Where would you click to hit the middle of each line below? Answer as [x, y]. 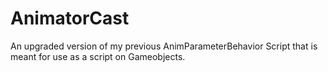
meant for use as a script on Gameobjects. [98, 56]
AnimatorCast [70, 18]
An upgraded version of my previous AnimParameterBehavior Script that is [164, 46]
